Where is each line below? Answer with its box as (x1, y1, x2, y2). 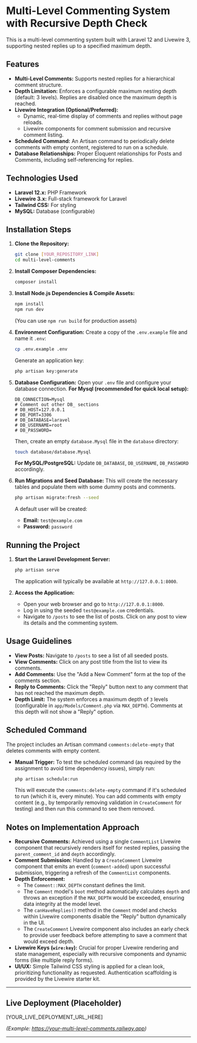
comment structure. (14, 81, 63, 88)
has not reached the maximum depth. (14, 689, 106, 696)
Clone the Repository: (14, 240, 69, 248)
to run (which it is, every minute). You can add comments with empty (14, 793, 181, 800)
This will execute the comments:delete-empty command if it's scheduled (14, 787, 186, 794)
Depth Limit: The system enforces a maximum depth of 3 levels (14, 696, 168, 703)
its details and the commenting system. (23, 619, 118, 626)
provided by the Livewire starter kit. (14, 975, 101, 982)
